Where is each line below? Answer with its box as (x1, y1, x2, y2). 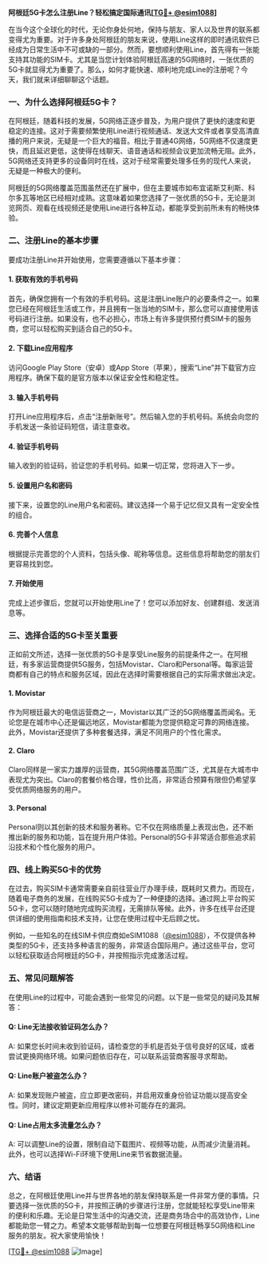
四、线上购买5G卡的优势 (8, 864, 102, 875)
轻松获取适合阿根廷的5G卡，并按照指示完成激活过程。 (14, 951, 193, 960)
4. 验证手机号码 (8, 441, 59, 451)
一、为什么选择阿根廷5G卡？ (8, 96, 118, 107)
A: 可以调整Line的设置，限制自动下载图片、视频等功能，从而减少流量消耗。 (8, 1139, 255, 1149)
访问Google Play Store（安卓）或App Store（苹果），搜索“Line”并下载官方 (8, 363, 250, 372)
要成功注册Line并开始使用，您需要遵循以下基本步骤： (8, 255, 183, 264)
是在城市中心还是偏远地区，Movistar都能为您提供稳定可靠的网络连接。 (22, 717, 254, 726)
